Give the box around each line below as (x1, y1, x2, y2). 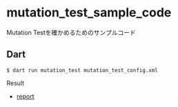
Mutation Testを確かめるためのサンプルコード (6, 28, 136, 36)
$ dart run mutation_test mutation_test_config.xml (6, 67, 158, 73)
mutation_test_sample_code (6, 5, 172, 21)
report (16, 92, 35, 100)
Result (6, 79, 25, 87)
